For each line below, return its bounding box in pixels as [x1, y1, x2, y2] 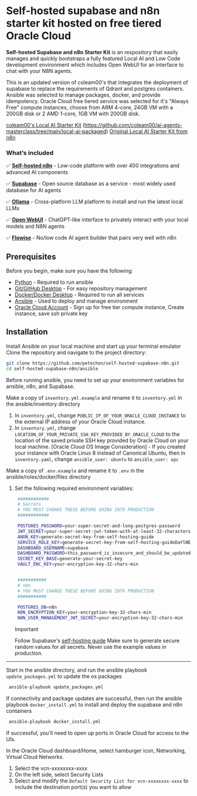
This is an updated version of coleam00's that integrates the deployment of [6, 78, 189, 86]
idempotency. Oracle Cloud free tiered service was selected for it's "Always [6, 97, 189, 104]
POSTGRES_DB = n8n [17, 604, 57, 610]
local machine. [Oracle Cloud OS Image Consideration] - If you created [14, 443, 186, 450]
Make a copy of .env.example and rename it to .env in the [6, 467, 144, 474]
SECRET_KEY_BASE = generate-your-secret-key [17, 556, 123, 562]
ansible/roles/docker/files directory [6, 473, 91, 480]
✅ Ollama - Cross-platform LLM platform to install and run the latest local [6, 198, 184, 205]
